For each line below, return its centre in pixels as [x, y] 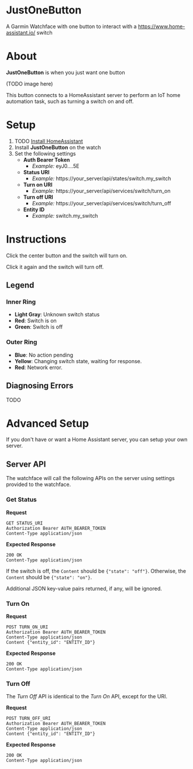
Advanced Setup [48, 423]
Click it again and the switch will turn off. [55, 267]
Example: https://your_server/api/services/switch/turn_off [101, 203]
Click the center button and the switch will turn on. [67, 256]
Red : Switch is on [35, 321]
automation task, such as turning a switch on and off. [70, 101]
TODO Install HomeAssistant [49, 141]
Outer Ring [22, 342]
